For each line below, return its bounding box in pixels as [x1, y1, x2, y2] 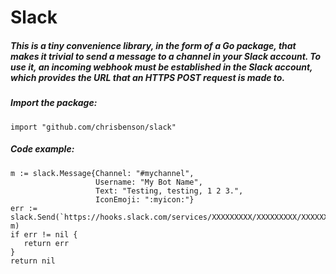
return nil [10, 256, 56, 266]
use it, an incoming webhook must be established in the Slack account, [10, 61, 313, 73]
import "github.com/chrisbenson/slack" [10, 122, 177, 132]
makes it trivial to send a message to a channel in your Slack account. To [10, 50, 322, 62]
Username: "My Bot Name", [95, 177, 203, 187]
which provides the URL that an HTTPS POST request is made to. [10, 71, 286, 83]
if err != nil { [10, 229, 78, 240]
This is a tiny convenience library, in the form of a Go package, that [10, 39, 297, 51]
